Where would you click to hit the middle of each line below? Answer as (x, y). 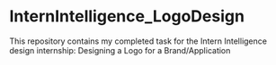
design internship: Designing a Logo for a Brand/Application (120, 50)
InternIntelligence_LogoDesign (127, 16)
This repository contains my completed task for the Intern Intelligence (138, 41)
